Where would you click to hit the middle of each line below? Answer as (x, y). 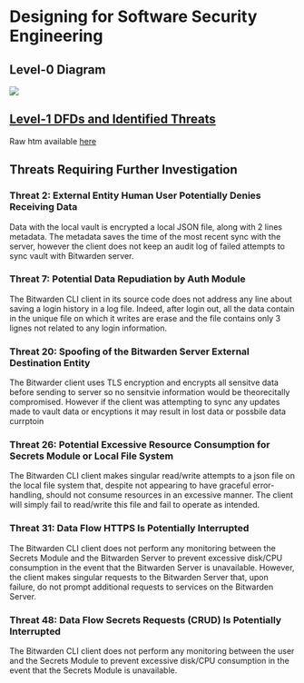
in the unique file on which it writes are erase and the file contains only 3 (145, 318)
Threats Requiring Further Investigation (123, 170)
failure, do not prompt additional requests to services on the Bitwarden (142, 587)
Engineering (56, 36)
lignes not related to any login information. (88, 328)
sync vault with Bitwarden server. (72, 255)
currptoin (27, 421)
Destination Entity (50, 362)
